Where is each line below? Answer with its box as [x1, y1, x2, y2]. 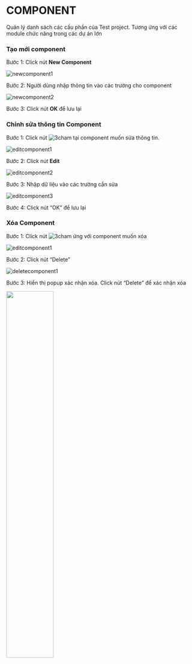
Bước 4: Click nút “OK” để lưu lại [6, 204, 86, 211]
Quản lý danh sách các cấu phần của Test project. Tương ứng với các [6, 23, 178, 31]
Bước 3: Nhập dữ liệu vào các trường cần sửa [6, 180, 118, 188]
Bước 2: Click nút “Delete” [6, 256, 71, 263]
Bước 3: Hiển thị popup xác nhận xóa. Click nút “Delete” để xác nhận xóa [6, 279, 187, 286]
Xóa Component [6, 219, 55, 227]
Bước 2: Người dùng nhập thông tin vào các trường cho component [6, 82, 172, 89]
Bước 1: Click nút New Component [6, 58, 92, 66]
